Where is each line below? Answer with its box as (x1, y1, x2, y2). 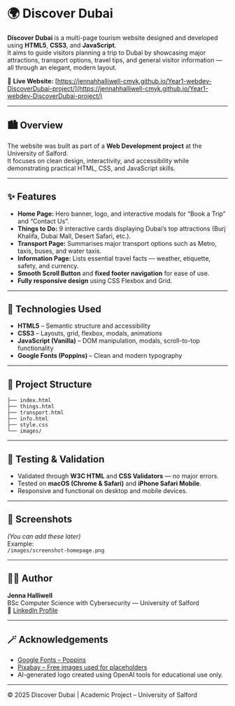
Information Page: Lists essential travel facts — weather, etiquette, (17, 254, 211, 263)
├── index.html (7, 397, 52, 404)
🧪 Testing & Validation (7, 453, 105, 465)
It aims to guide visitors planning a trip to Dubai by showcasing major (7, 48, 206, 57)
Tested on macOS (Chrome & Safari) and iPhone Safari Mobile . (17, 479, 201, 487)
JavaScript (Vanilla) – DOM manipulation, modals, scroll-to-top (17, 337, 201, 345)
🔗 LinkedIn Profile (7, 606, 58, 614)
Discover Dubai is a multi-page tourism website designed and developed (7, 33, 218, 42)
